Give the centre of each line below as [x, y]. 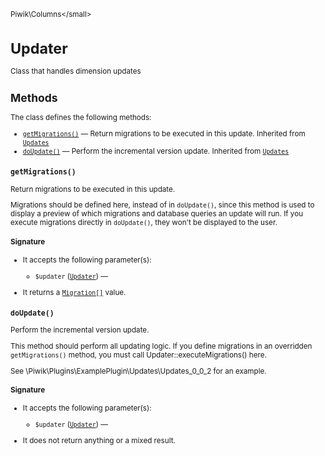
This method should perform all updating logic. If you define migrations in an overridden [161, 346]
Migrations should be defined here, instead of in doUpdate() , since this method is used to [162, 205]
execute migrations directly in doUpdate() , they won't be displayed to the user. [144, 223]
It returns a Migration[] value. [74, 292]
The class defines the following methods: [81, 118]
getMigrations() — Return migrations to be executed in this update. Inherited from [164, 133]
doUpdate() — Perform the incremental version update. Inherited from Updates [156, 151]
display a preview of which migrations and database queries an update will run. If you [157, 214]
